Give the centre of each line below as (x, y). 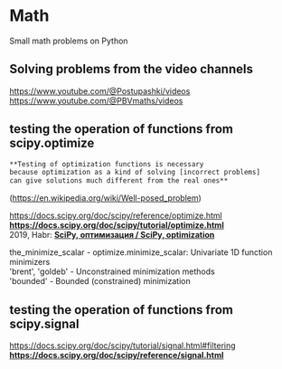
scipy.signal (44, 323)
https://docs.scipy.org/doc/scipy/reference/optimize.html (116, 216)
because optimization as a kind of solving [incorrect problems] (135, 173)
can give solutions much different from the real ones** (119, 181)
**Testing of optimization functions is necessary (107, 164)
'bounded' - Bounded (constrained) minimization (100, 281)
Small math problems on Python (69, 41)
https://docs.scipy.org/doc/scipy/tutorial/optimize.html (117, 225)
